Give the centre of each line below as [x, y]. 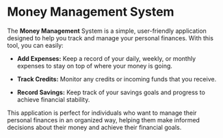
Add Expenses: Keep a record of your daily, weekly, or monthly [106, 58]
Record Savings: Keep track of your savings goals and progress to [111, 92]
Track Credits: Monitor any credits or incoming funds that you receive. [117, 79]
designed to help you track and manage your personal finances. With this [110, 38]
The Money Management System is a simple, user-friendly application [107, 31]
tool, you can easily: [35, 45]
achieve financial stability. [53, 99]
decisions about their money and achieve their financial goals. [94, 127]
